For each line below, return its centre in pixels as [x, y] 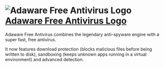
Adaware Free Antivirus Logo [66, 21]
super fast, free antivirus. [31, 40]
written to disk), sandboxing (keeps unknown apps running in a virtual [76, 54]
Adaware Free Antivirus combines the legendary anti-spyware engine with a [82, 34]
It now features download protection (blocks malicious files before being [79, 49]
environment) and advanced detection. [45, 59]
